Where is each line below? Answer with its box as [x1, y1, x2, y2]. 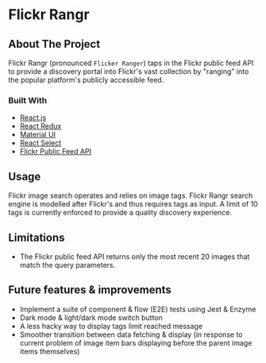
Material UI [19, 129, 56, 140]
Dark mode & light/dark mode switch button [19, 312, 163, 322]
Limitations [8, 230, 65, 244]
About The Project [8, 37, 101, 51]
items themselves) [19, 346, 80, 356]
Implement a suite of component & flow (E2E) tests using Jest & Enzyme [19, 304, 256, 314]
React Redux [19, 122, 62, 131]
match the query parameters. [19, 260, 116, 269]
